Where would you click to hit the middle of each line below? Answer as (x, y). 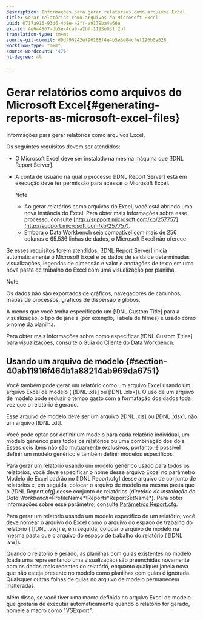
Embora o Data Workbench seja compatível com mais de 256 (100, 232)
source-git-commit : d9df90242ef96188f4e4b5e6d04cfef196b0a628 (86, 40)
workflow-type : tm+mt (34, 46)
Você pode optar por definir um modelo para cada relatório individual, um (98, 435)
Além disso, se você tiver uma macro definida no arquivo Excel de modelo (98, 598)
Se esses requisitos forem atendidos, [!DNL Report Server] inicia (87, 250)
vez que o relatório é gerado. (42, 405)
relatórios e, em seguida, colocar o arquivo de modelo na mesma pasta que (101, 485)
